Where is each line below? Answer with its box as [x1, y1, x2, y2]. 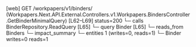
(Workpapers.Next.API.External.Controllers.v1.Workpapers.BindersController [6, 11, 190, 18]
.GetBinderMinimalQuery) [6, 17, 67, 24]
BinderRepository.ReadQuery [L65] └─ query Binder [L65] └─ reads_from [6, 23, 184, 30]
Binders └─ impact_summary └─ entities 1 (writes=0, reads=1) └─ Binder [6, 30, 181, 37]
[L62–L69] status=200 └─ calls [68, 17, 144, 24]
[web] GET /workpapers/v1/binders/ [6, 5, 92, 12]
